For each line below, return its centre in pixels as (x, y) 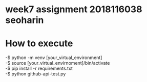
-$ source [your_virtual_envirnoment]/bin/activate (58, 63)
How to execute (39, 44)
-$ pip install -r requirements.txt (39, 69)
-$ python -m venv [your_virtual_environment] (54, 58)
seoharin (25, 20)
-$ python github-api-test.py (36, 74)
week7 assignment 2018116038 (74, 9)
